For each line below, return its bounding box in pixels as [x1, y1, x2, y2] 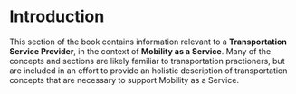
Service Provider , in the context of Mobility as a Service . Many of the [9, 45, 272, 56]
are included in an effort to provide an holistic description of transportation [9, 65, 288, 76]
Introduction [9, 6, 105, 27]
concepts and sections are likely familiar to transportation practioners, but [9, 55, 285, 66]
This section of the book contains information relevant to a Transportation [9, 36, 287, 47]
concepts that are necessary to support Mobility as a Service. [9, 74, 240, 85]
